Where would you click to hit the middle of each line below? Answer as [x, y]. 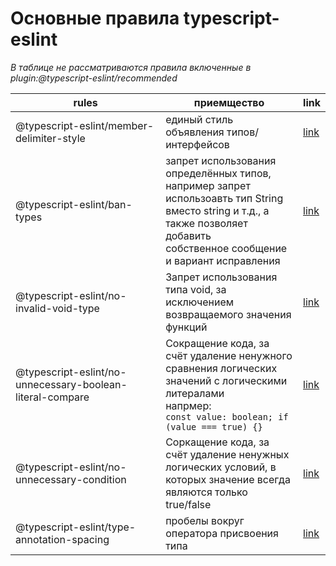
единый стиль [199, 119]
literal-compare [52, 397]
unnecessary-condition [71, 479]
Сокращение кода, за [217, 343]
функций [186, 327]
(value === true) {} [214, 426]
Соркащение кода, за [217, 442]
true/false [188, 504]
